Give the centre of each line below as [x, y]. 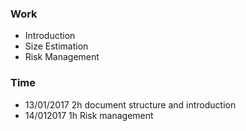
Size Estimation [56, 46]
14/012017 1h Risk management [89, 115]
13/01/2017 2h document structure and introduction [130, 104]
